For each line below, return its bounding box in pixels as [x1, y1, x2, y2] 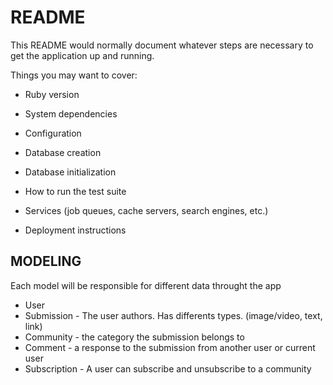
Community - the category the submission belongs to [24, 331, 245, 343]
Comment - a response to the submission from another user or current [24, 341, 316, 353]
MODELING [10, 253, 82, 270]
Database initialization [24, 166, 117, 178]
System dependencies [24, 107, 118, 120]
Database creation [24, 146, 102, 158]
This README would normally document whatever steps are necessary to [10, 39, 314, 51]
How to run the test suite [24, 185, 127, 197]
